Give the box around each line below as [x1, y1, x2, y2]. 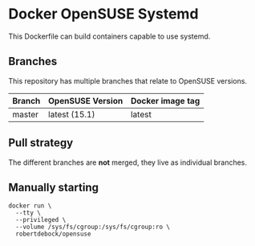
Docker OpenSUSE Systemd [8, 5, 199, 23]
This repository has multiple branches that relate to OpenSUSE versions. [8, 76, 247, 85]
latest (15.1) [47, 109, 95, 120]
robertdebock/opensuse [15, 230, 91, 238]
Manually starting [8, 180, 99, 194]
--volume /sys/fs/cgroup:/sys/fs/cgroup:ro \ [15, 223, 171, 232]
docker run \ [8, 202, 52, 210]
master [12, 109, 38, 120]
